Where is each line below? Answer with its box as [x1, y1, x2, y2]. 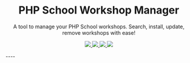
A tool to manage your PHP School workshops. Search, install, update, [13, 23, 185, 30]
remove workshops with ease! [62, 29, 136, 36]
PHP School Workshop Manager [18, 4, 179, 17]
